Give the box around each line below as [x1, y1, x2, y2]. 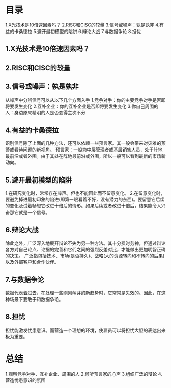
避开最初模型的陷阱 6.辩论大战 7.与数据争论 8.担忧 [37, 28, 141, 34]
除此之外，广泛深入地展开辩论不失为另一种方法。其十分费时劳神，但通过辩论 [5, 240, 166, 246]
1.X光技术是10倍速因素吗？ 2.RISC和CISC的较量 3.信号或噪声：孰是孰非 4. [5, 22, 160, 28]
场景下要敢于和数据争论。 [9, 296, 64, 302]
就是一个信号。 [18, 209, 50, 216]
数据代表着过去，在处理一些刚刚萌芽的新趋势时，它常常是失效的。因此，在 [5, 290, 161, 296]
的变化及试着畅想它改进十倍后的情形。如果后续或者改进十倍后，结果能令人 [5, 203, 161, 209]
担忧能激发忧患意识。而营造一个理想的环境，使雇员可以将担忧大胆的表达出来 [5, 327, 166, 333]
